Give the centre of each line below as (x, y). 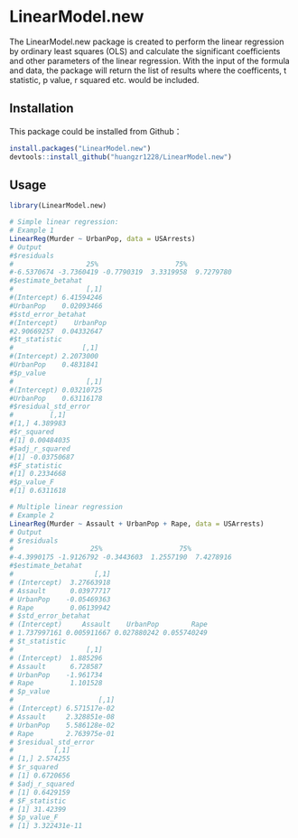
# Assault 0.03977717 (60, 591)
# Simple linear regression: (64, 222)
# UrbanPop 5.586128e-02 (62, 725)
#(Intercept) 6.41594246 (56, 298)
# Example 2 (32, 515)
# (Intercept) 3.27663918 (60, 582)
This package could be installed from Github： (96, 131)
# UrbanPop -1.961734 (56, 675)
